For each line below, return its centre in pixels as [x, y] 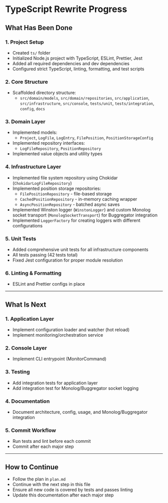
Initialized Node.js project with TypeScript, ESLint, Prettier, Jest [77, 58]
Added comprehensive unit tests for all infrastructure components [80, 249]
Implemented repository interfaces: [49, 143]
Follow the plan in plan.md [39, 479]
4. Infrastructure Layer [33, 167]
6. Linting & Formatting [33, 273]
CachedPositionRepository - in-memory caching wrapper [78, 199]
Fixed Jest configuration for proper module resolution [67, 260]
